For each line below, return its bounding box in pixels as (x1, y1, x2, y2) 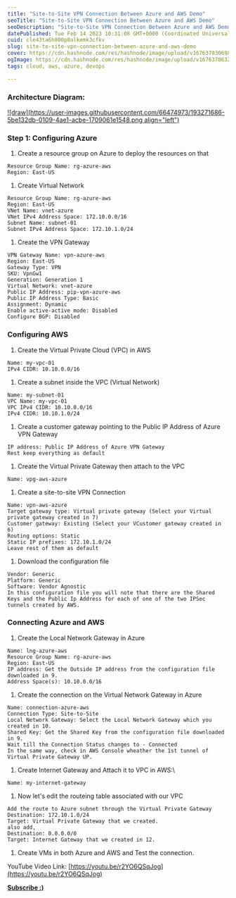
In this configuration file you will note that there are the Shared (7, 589, 216, 596)
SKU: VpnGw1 (7, 270, 42, 277)
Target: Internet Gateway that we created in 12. (7, 836, 156, 843)
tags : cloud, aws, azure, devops (7, 63, 105, 70)
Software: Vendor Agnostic (7, 582, 86, 590)
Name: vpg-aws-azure (7, 475, 68, 482)
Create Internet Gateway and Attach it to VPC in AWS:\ (17, 766, 176, 774)
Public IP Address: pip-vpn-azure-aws (7, 289, 121, 296)
